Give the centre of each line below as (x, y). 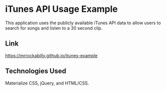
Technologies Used (36, 71)
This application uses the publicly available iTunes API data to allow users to (83, 23)
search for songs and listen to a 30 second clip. (54, 28)
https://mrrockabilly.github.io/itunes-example (51, 55)
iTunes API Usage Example (61, 9)
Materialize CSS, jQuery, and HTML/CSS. (47, 83)
